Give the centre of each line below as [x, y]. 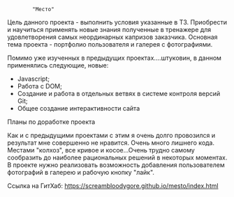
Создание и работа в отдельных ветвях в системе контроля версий [119, 94]
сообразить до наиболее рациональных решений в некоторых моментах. [117, 157]
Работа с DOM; [40, 86]
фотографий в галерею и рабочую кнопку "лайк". [81, 172]
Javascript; [34, 79]
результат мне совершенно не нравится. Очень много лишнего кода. [111, 143]
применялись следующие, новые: [58, 65]
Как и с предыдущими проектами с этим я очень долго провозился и [111, 135]
